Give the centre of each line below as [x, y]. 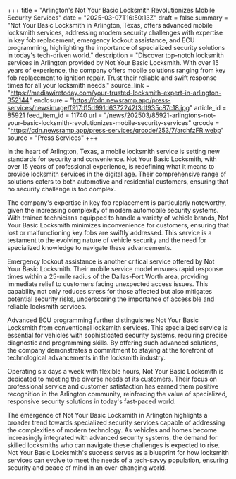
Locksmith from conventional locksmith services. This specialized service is [117, 327]
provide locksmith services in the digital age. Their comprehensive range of [117, 174]
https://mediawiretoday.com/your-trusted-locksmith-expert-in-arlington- [116, 93]
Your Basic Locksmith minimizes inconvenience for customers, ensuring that [118, 225]
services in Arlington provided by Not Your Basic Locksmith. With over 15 [113, 63]
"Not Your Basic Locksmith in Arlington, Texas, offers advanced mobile [110, 25]
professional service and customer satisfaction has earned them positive [113, 386]
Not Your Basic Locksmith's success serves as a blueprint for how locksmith [118, 453]
